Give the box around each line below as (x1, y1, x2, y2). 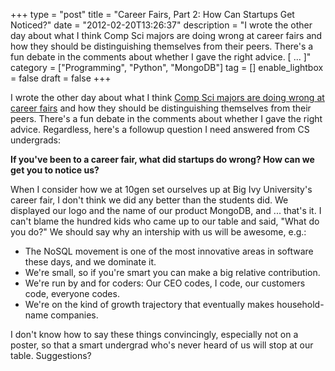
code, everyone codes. (24, 288, 120, 299)
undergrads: (10, 134, 62, 146)
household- (276, 299, 325, 310)
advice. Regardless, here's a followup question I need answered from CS (10, 124, 310, 135)
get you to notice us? (10, 164, 100, 176)
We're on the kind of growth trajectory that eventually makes (24, 299, 275, 310)
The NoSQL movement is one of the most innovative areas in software (24, 245, 314, 257)
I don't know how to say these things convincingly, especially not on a (10, 329, 299, 340)
